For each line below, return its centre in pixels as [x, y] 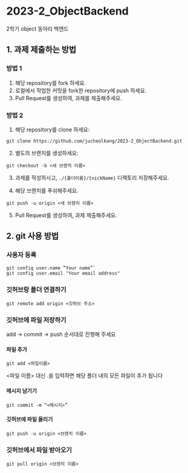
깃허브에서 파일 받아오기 [39, 450]
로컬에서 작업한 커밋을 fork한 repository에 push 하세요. [81, 90]
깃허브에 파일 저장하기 [36, 320]
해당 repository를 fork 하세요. [50, 82]
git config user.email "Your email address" [63, 273]
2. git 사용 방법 [33, 236]
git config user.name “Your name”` [51, 268]
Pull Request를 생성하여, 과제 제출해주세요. [66, 215]
